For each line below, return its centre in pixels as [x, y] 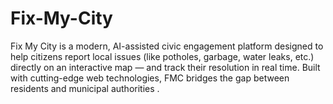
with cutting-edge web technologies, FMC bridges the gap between [150, 78]
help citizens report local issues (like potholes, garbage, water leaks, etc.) [162, 56]
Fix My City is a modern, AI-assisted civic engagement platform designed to [167, 46]
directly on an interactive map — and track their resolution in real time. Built [165, 67]
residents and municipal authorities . [85, 88]
